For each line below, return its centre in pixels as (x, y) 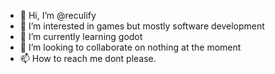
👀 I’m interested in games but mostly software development (142, 26)
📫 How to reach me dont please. (88, 58)
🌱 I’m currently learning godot (81, 36)
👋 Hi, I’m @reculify (58, 15)
